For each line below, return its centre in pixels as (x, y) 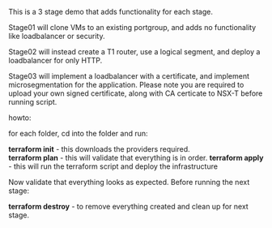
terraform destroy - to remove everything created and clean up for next (128, 206)
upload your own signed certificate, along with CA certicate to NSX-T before (136, 93)
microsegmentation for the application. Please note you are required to (126, 85)
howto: (20, 118)
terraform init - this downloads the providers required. (99, 149)
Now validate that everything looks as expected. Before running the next (129, 182)
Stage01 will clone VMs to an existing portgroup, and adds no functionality (132, 27)
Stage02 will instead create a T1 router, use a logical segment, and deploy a (134, 52)
